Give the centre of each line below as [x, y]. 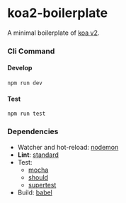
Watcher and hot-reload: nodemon [68, 147]
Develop [20, 68]
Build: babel [35, 192]
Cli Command [31, 51]
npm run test [27, 114]
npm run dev [25, 83]
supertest [42, 185]
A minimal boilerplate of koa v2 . [53, 33]
